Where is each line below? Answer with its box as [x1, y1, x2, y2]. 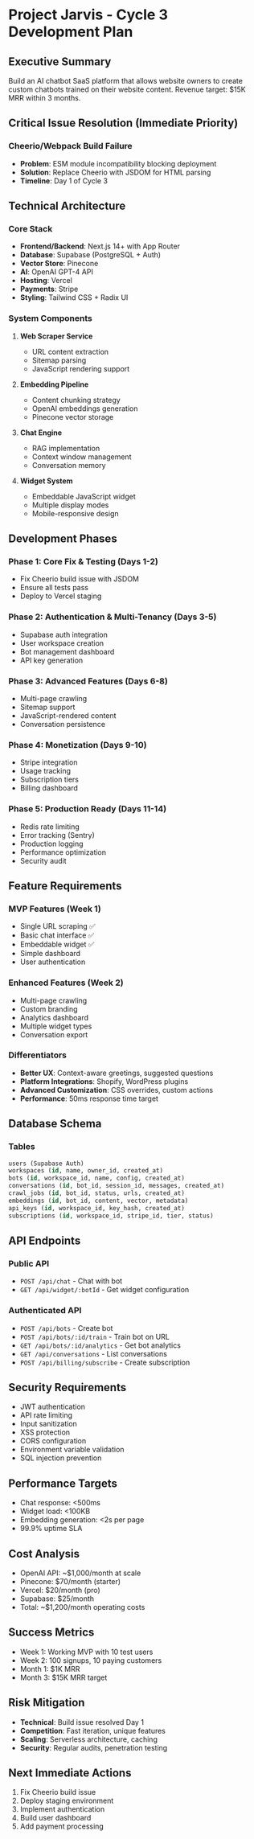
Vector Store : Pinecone [19, 259, 99, 269]
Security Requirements [8, 1381, 127, 1394]
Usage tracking [19, 766, 71, 776]
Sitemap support [19, 702, 76, 712]
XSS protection [19, 1427, 71, 1437]
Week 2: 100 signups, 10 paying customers [19, 1655, 162, 1665]
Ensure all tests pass [19, 583, 88, 593]
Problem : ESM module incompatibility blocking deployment [19, 158, 217, 168]
